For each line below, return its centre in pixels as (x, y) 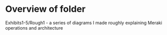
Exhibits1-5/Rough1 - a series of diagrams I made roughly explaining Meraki (84, 23)
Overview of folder (46, 9)
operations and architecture (34, 28)
